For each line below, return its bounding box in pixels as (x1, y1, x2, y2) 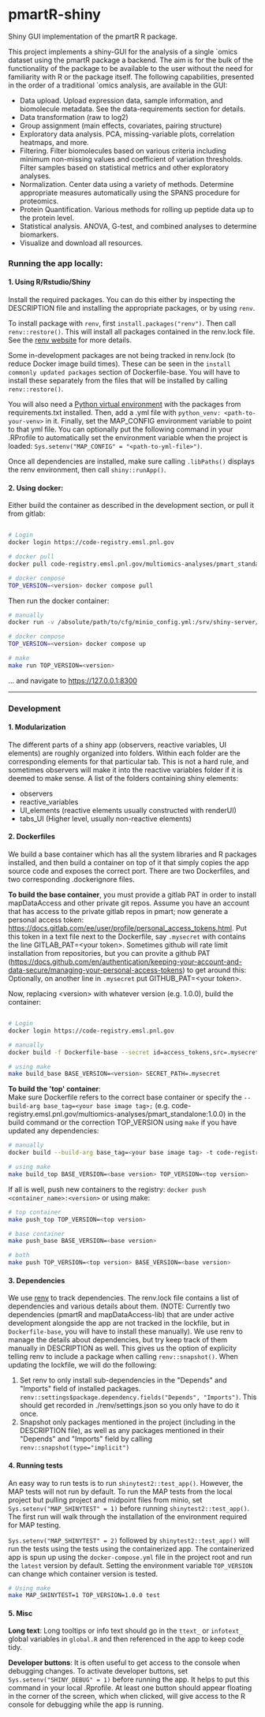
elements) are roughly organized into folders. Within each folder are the (8, 748, 241, 758)
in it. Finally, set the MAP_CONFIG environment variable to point (45, 416, 252, 426)
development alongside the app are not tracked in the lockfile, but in (8, 1319, 230, 1328)
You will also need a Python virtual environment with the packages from (8, 400, 241, 409)
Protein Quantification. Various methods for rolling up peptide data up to (19, 204, 254, 214)
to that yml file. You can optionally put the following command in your (8, 424, 233, 435)
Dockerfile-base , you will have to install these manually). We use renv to (8, 1327, 243, 1336)
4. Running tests (8, 1461, 63, 1470)
